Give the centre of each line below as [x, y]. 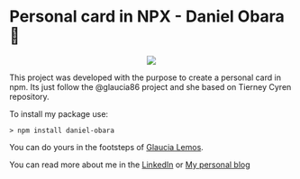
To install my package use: [59, 113]
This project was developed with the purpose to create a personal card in [145, 77]
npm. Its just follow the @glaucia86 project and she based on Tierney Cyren [150, 86]
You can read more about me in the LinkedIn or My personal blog [130, 165]
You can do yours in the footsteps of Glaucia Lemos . [107, 147]
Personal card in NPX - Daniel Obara [147, 17]
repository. [29, 96]
